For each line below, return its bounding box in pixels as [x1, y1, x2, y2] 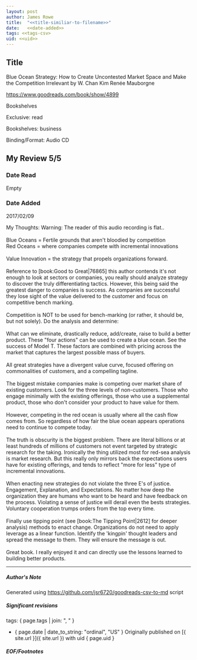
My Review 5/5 [6, 153, 62, 163]
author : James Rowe [6, 14, 54, 20]
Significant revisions [6, 602, 58, 609]
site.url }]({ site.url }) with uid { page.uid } [14, 634, 115, 641]
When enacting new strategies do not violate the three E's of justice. [6, 480, 171, 487]
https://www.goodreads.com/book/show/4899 [6, 91, 119, 98]
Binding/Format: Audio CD [6, 136, 69, 143]
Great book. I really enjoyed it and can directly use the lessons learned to [6, 548, 183, 555]
